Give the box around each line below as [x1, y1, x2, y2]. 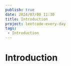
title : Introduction [5, 16, 48, 21]
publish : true [5, 7, 35, 12]
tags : [5, 26, 16, 31]
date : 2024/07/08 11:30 [5, 12, 55, 17]
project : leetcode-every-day [5, 21, 66, 26]
